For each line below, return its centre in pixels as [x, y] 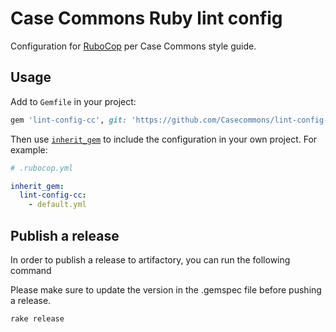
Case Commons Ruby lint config [146, 18]
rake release [37, 318]
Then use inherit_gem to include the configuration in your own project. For [164, 139]
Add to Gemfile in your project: [73, 101]
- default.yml [57, 205]
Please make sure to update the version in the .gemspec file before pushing [166, 289]
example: [29, 149]
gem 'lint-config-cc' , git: [69, 120]
